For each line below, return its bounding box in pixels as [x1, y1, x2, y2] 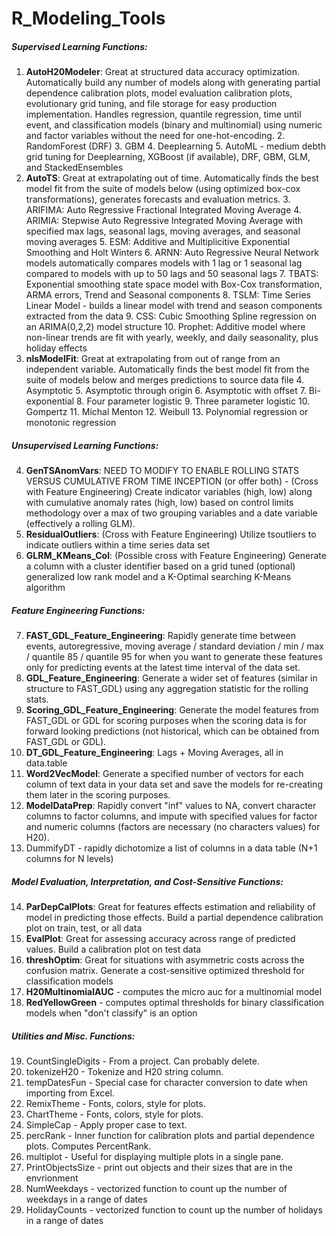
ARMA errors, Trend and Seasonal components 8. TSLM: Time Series [25, 289, 311, 301]
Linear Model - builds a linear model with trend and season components [25, 300, 323, 312]
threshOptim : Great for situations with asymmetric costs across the [25, 954, 305, 966]
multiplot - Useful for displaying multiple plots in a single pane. [25, 1151, 284, 1163]
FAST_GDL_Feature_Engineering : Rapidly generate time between [25, 630, 296, 642]
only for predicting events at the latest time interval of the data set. [25, 662, 301, 674]
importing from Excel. [25, 1087, 115, 1099]
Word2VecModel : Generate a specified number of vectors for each [25, 768, 304, 780]
